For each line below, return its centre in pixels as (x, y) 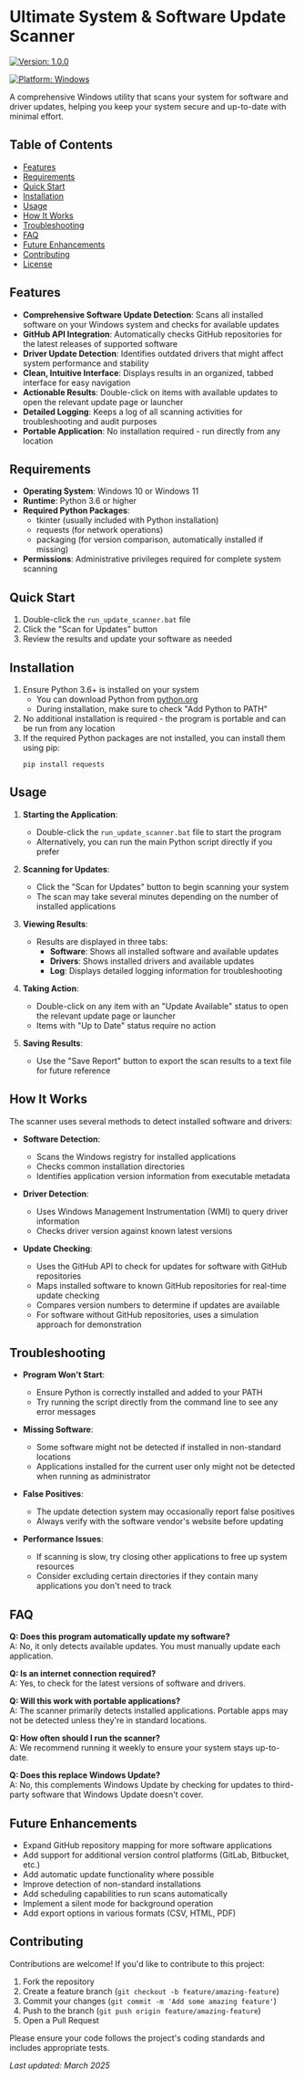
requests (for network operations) (100, 530)
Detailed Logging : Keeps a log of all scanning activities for (132, 412)
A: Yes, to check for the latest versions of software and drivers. (128, 1683)
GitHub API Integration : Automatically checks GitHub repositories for (152, 334)
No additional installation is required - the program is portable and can (154, 719)
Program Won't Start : (64, 1374)
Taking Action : (51, 988)
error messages (66, 1412)
